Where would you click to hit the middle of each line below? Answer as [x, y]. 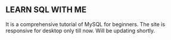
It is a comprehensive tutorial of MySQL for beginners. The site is [85, 24]
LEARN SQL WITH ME [46, 10]
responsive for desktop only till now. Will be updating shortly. [80, 30]
